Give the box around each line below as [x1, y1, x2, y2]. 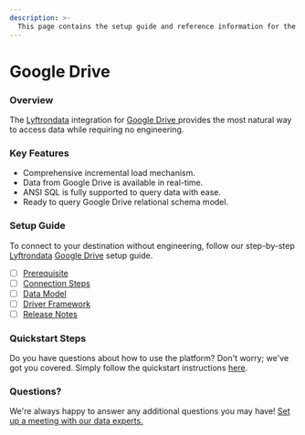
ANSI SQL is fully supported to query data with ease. [22, 187, 222, 198]
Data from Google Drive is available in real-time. [22, 177, 204, 188]
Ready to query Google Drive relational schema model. [22, 197, 229, 208]
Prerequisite [22, 267, 68, 278]
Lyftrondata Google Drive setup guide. [9, 250, 153, 261]
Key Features [9, 147, 70, 160]
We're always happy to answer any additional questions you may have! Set [9, 406, 290, 417]
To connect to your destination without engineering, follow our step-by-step [9, 240, 295, 251]
